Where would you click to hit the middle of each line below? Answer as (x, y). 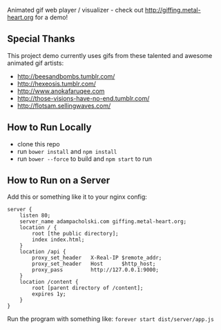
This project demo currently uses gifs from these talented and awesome (110, 55)
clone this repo (38, 144)
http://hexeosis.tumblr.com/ (57, 84)
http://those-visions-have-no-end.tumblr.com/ (83, 98)
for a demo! (51, 17)
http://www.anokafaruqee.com (61, 91)
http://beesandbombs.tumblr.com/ (66, 76)
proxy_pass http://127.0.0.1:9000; (95, 270)
